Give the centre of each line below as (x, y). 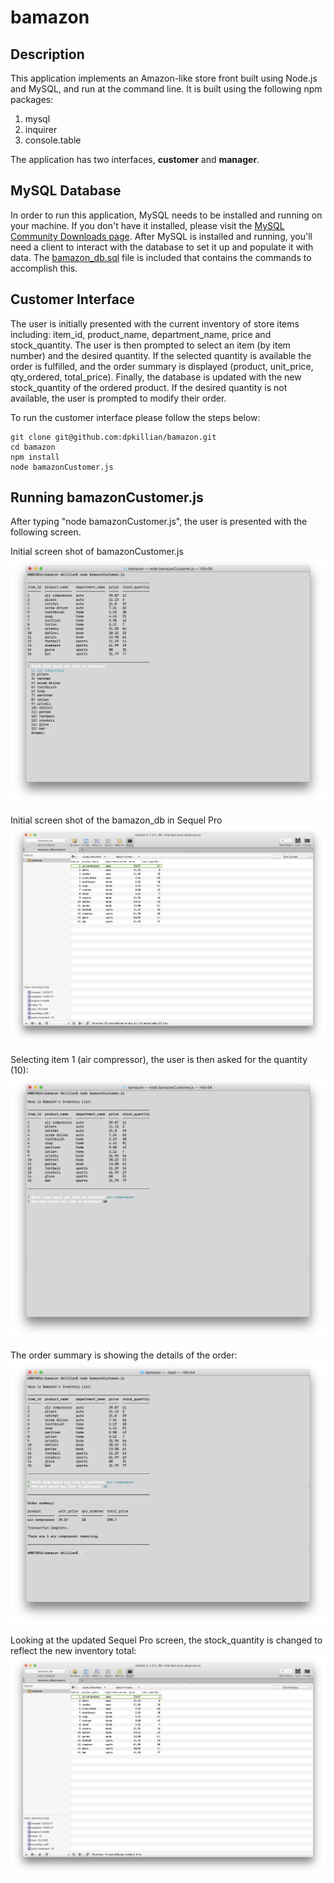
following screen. (46, 532)
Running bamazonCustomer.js (107, 497)
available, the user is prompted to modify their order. (118, 398)
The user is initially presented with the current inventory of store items (155, 323)
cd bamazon (33, 447)
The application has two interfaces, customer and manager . (135, 159)
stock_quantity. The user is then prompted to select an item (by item (150, 345)
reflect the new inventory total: (73, 1651)
